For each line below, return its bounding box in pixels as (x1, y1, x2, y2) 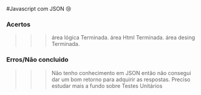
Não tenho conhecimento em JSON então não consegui (51, 69, 191, 76)
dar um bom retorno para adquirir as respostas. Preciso (51, 76, 191, 83)
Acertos (6, 20, 31, 28)
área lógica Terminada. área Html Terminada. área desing (51, 34, 196, 41)
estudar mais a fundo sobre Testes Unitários (51, 82, 163, 90)
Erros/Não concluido (6, 56, 69, 64)
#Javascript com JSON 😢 (6, 5, 72, 12)
